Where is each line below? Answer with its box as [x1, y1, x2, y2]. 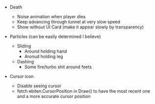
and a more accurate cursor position [17, 93, 91, 99]
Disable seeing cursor [17, 83, 61, 89]
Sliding [17, 43, 31, 49]
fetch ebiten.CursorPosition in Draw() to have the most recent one [17, 88, 151, 94]
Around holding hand [24, 49, 67, 54]
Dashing [17, 59, 34, 64]
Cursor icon [9, 74, 34, 79]
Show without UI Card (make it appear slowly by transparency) [17, 24, 144, 30]
